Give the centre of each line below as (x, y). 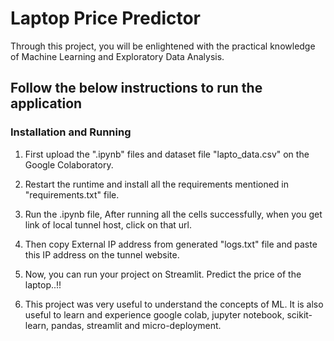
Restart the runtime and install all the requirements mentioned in (157, 184)
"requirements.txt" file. (72, 194)
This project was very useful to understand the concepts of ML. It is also (174, 304)
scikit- (299, 314)
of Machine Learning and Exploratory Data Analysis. (117, 56)
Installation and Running (71, 132)
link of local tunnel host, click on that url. (108, 224)
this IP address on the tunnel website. (102, 254)
